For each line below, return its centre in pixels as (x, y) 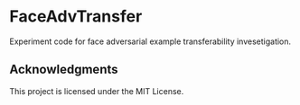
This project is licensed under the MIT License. (97, 91)
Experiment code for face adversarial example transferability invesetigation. (150, 41)
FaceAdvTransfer (76, 17)
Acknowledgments (64, 70)
